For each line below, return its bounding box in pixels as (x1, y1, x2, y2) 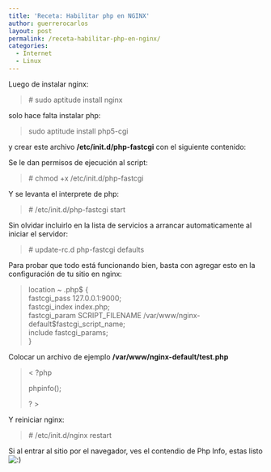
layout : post (8, 27, 53, 35)
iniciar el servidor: (8, 228, 69, 239)
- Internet (15, 49, 53, 57)
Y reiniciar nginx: (8, 415, 65, 424)
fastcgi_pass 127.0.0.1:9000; (28, 293, 122, 303)
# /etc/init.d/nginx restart (28, 430, 112, 440)
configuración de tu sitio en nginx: (8, 269, 123, 279)
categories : (8, 42, 49, 50)
